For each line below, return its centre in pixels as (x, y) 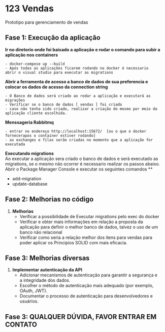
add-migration (27, 178)
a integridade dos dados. (45, 280)
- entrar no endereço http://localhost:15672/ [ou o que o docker (76, 131)
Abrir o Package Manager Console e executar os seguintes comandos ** (79, 169)
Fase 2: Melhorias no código (49, 199)
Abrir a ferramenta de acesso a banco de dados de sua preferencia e (77, 81)
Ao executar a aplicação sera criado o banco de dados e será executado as (82, 159)
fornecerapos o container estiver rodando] (50, 135)
